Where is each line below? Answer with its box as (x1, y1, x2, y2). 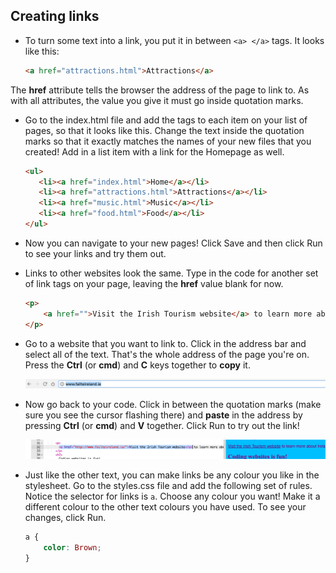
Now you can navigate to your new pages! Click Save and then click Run (24, 237, 323, 249)
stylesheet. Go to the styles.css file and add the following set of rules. (24, 479, 313, 491)
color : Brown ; (43, 542, 102, 553)
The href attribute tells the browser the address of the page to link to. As (10, 84, 310, 96)
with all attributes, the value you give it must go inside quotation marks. (10, 94, 304, 106)
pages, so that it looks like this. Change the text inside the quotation (24, 124, 305, 136)
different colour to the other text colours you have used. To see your (24, 500, 307, 513)
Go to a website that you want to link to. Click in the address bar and (24, 337, 307, 349)
